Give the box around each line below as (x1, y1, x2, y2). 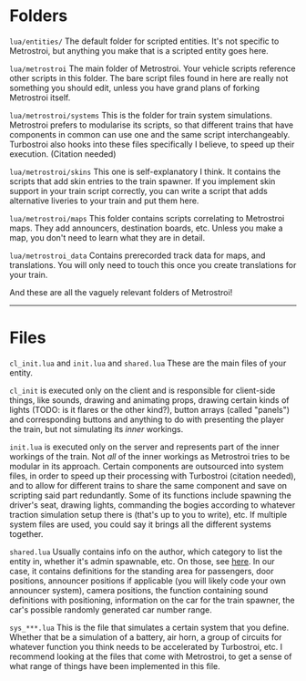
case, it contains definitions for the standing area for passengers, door (9, 565, 274, 576)
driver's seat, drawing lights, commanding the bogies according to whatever (9, 499, 296, 511)
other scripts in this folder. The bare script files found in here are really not (9, 72, 289, 83)
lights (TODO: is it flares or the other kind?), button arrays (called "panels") (9, 404, 290, 415)
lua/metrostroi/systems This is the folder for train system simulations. (9, 109, 273, 120)
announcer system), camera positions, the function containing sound (9, 584, 269, 595)
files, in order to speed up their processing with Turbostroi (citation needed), (9, 470, 297, 481)
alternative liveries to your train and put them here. (9, 195, 199, 206)
